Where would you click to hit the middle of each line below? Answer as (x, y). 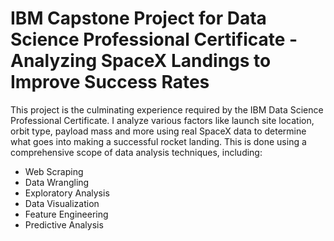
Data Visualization (62, 203)
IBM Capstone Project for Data (138, 18)
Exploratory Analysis (67, 193)
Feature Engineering (66, 214)
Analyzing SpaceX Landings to (141, 61)
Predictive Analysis (64, 224)
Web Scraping (54, 171)
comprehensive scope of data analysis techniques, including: (136, 152)
